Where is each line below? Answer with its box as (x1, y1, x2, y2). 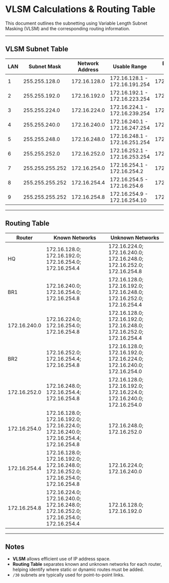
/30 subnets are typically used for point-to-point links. (12, 572, 125, 578)
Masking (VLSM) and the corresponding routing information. (5, 25, 130, 31)
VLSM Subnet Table (5, 45, 69, 53)
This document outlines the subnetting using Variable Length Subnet (5, 20, 147, 26)
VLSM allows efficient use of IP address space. (12, 556, 111, 562)
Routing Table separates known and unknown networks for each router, (12, 561, 162, 567)
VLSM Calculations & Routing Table (5, 4, 156, 15)
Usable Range (113, 63, 147, 70)
